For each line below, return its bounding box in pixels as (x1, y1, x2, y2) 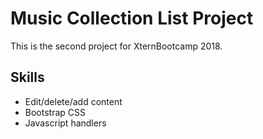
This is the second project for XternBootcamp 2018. (10, 40, 223, 52)
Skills (10, 69, 45, 86)
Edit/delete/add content (24, 95, 123, 107)
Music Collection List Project (10, 7, 254, 30)
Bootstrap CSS (24, 106, 86, 118)
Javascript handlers (24, 117, 107, 129)
